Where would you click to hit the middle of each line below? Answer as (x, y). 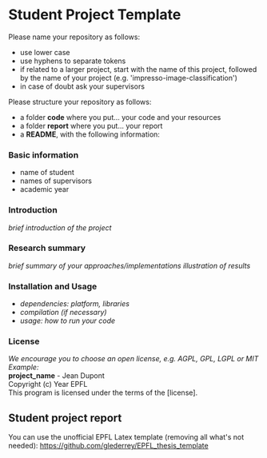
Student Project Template (95, 15)
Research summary (47, 248)
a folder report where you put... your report (91, 125)
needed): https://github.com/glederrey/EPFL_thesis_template (109, 446)
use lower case (45, 52)
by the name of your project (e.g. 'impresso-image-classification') (128, 78)
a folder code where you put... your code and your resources (120, 117)
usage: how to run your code (68, 321)
